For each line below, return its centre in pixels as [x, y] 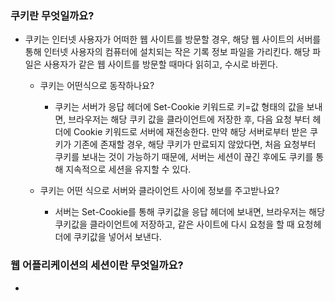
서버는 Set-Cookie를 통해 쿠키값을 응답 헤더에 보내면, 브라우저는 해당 [190, 212]
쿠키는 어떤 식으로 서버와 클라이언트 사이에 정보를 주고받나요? [159, 191]
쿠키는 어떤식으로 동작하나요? [97, 86]
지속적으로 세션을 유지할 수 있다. [128, 169]
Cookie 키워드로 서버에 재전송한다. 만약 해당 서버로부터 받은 [190, 132]
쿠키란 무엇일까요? [52, 15]
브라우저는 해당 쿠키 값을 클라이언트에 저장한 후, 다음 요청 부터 [189, 119]
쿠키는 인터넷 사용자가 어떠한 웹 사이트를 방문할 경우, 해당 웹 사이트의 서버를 [173, 39]
